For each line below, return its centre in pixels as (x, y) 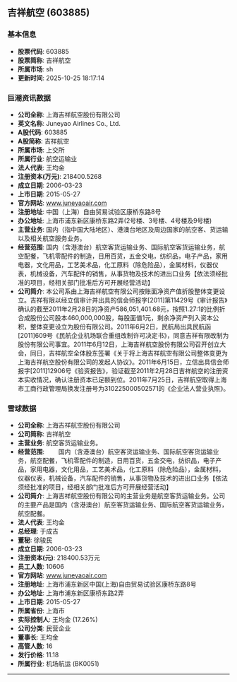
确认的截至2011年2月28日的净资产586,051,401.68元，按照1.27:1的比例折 (121, 309)
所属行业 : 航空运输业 (47, 158)
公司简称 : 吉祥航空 (44, 434)
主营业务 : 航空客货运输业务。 (60, 443)
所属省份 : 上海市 (41, 611)
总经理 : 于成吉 (38, 531)
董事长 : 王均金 (38, 637)
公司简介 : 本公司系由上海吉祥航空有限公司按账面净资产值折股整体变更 (118, 291)
